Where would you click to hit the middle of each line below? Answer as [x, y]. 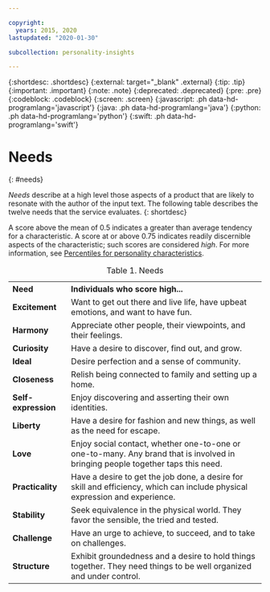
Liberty [27, 426]
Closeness [33, 380]
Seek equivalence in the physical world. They [156, 510]
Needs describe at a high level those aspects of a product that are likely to [131, 195]
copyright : [27, 22]
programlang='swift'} [43, 125]
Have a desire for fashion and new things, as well [163, 421]
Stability [29, 515]
